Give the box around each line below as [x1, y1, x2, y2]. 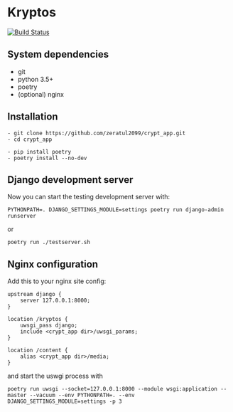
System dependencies [7, 48, 109, 60]
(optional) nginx [17, 90, 64, 98]
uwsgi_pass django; [20, 322, 78, 329]
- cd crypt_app [7, 136, 53, 143]
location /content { [7, 347, 69, 354]
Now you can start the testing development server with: [7, 193, 170, 201]
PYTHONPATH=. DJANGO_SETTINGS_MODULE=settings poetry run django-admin [7, 206, 224, 213]
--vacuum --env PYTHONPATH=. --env [29, 392, 135, 399]
